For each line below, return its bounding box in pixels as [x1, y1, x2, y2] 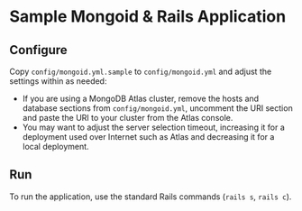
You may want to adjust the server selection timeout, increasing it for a [22, 122, 286, 133]
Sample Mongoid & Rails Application [9, 6, 287, 27]
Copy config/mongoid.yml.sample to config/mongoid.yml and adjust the [9, 66, 272, 77]
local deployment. [22, 142, 89, 151]
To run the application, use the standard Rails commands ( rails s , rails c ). [9, 191, 292, 202]
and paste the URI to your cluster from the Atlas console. [22, 113, 233, 123]
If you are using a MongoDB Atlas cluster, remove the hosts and [22, 93, 260, 104]
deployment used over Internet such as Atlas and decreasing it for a [22, 132, 275, 142]
